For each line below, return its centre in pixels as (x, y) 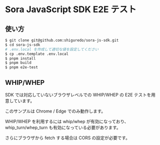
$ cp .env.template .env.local (37, 54)
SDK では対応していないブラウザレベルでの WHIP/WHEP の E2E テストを (78, 95)
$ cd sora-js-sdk (23, 45)
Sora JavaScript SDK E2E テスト (71, 9)
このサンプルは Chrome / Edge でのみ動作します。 (55, 111)
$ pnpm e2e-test (21, 67)
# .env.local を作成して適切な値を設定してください (52, 49)
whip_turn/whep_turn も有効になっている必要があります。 (63, 127)
